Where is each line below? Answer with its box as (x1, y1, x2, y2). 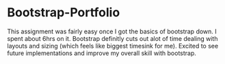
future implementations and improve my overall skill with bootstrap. (7, 49, 197, 57)
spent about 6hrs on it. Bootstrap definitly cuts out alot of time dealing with (7, 34, 218, 42)
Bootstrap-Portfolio (7, 5, 120, 20)
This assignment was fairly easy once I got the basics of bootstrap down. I (7, 27, 217, 35)
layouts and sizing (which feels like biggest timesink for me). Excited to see (7, 42, 219, 50)
